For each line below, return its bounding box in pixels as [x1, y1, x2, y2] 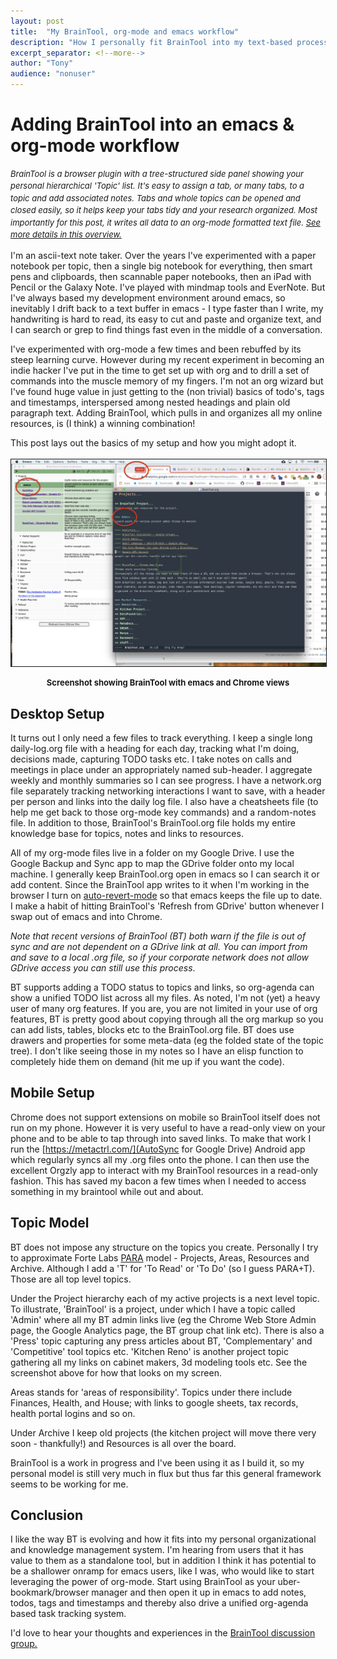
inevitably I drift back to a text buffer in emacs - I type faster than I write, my [10, 302, 324, 314]
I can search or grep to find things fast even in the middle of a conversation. [10, 323, 323, 335]
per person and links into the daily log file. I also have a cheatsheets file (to [10, 795, 319, 807]
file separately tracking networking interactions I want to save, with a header [10, 785, 326, 797]
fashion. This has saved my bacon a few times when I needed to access [10, 1175, 307, 1187]
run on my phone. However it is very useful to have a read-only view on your [10, 1121, 326, 1134]
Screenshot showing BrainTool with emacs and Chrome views [46, 677, 290, 689]
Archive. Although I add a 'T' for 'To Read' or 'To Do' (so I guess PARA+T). [10, 1262, 315, 1274]
